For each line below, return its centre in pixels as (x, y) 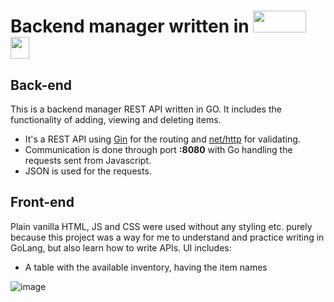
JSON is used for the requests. (88, 171)
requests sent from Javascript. (88, 160)
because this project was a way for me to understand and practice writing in (167, 237)
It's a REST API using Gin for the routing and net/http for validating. (162, 139)
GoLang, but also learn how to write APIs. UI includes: (121, 247)
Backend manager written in (130, 26)
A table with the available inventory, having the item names (146, 267)
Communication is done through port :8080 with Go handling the (158, 149)
